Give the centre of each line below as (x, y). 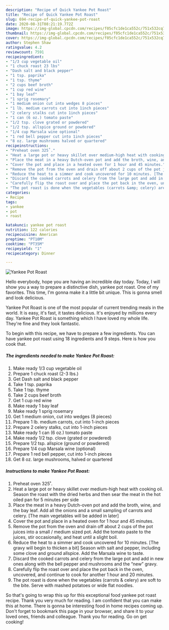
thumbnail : (17, 33)
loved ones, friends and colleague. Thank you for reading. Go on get (76, 617)
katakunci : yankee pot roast (36, 225)
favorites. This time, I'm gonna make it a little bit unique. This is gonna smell (84, 292)
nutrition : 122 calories (32, 230)
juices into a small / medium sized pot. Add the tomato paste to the (82, 532)
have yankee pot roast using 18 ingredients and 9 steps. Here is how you (81, 339)
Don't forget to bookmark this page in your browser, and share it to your (80, 611)
